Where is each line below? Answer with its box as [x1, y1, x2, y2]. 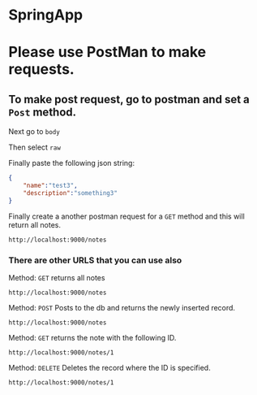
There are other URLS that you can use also [8, 254, 182, 266]
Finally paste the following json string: [8, 158, 135, 168]
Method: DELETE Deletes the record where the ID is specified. [8, 362, 211, 372]
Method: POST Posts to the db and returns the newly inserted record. [8, 302, 236, 312]
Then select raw [8, 142, 61, 152]
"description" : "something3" [23, 189, 118, 197]
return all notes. [8, 219, 62, 229]
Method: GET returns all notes [8, 272, 105, 282]
